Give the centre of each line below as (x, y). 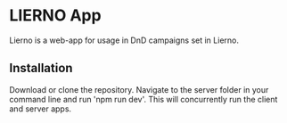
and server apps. (41, 109)
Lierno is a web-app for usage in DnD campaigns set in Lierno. (124, 40)
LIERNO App (55, 16)
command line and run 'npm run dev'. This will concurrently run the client (143, 99)
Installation (41, 68)
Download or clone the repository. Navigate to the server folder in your (139, 89)
